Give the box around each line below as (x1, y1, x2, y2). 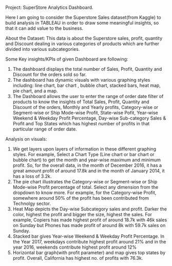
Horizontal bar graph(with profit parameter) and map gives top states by (12, 250, 166, 256)
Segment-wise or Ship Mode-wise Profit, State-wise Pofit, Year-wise (12, 110, 158, 116)
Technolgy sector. (12, 200, 51, 206)
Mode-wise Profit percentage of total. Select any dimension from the (12, 184, 159, 190)
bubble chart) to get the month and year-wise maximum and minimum (12, 157, 161, 163)
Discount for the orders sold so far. (12, 71, 87, 78)
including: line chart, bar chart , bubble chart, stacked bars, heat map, (12, 82, 161, 88)
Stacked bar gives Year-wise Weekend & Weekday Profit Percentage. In (12, 233, 164, 239)
